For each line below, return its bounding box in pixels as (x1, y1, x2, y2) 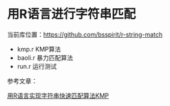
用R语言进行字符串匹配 (7, 6, 136, 22)
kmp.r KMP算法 (17, 45, 61, 53)
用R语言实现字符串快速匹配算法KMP (7, 91, 109, 100)
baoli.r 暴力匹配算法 (17, 53, 74, 62)
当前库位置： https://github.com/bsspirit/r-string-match (7, 30, 163, 39)
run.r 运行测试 (17, 62, 57, 70)
